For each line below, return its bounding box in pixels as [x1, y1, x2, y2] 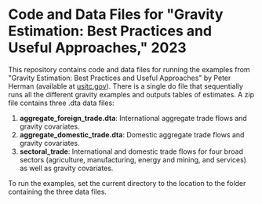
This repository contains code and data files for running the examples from [8, 64, 250, 74]
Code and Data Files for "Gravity [8, 5, 224, 24]
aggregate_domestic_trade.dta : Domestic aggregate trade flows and [19, 129, 245, 139]
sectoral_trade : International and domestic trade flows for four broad [19, 147, 243, 156]
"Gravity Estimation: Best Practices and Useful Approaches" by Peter [8, 73, 231, 82]
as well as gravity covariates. [19, 163, 114, 173]
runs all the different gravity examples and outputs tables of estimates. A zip [8, 89, 255, 99]
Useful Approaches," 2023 [8, 39, 187, 56]
